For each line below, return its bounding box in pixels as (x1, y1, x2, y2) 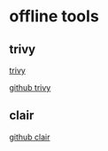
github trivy (9, 83, 51, 92)
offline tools (9, 6, 99, 27)
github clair (9, 131, 50, 142)
